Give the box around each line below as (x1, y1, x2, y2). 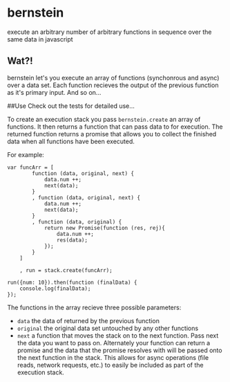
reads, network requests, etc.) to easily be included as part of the (17, 361, 204, 369)
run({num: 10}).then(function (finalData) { (7, 279, 137, 286)
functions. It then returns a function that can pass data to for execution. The (7, 122, 223, 131)
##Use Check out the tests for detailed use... (7, 102, 135, 110)
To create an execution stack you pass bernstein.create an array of (7, 115, 201, 123)
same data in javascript (7, 35, 74, 43)
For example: (7, 150, 45, 158)
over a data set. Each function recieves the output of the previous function (7, 81, 219, 89)
